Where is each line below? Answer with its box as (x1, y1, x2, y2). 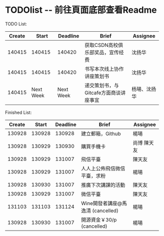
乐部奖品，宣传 (84, 49, 119, 56)
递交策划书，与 (84, 82, 119, 88)
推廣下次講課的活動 (81, 181, 125, 188)
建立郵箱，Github (81, 130, 121, 137)
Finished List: (5, 109, 32, 115)
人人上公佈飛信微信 (81, 165, 125, 172)
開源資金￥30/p (81, 216, 117, 223)
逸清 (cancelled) (81, 207, 119, 214)
